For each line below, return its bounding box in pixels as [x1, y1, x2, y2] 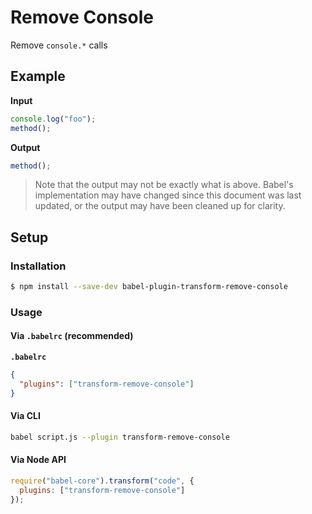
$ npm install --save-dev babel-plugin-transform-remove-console [10, 282, 288, 292]
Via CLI [10, 410, 41, 422]
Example [10, 68, 66, 85]
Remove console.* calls [10, 39, 108, 51]
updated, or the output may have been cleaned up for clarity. [34, 200, 286, 212]
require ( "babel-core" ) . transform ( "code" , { [10, 476, 195, 486]
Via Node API [10, 454, 67, 466]
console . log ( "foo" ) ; [10, 114, 97, 124]
